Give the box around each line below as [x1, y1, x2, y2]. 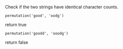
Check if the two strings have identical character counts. [5, 4, 119, 10]
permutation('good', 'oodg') [5, 13, 64, 18]
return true [5, 22, 27, 27]
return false [5, 39, 28, 45]
